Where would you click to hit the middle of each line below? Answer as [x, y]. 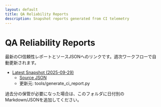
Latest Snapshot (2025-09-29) [43, 72]
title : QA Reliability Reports [37, 14]
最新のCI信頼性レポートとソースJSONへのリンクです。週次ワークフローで [79, 57]
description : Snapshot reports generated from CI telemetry [67, 18]
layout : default [21, 9]
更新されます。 [24, 63]
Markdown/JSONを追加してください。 [43, 100]
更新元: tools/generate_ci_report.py [54, 84]
